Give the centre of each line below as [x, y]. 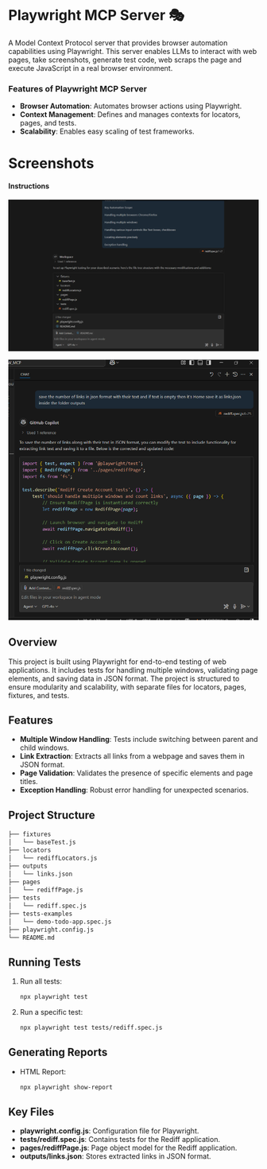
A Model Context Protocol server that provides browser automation [118, 43]
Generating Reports [58, 1052]
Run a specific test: [51, 1012]
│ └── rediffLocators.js [53, 858]
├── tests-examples [41, 914]
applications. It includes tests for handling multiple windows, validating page [133, 670]
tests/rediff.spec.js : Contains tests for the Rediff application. [120, 1140]
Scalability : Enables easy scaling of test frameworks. [107, 131]
